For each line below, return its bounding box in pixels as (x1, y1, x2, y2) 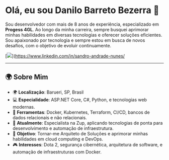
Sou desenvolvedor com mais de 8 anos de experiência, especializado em (5, 21, 159, 27)
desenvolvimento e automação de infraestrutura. (12, 125, 114, 131)
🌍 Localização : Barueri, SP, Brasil (12, 89, 84, 95)
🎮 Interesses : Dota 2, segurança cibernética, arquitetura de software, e (12, 141, 162, 147)
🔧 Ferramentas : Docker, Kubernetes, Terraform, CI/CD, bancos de (12, 109, 150, 115)
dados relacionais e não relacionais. (12, 114, 87, 120)
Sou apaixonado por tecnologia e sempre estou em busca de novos (5, 37, 145, 43)
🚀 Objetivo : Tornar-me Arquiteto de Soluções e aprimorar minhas (12, 130, 148, 136)
